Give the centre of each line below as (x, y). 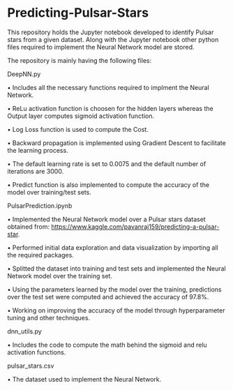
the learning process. (38, 150)
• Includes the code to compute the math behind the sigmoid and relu (107, 345)
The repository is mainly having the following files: (80, 60)
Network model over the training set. (60, 276)
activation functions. (37, 352)
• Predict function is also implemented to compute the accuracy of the (108, 185)
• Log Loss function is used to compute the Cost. (78, 129)
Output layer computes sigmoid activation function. (81, 116)
